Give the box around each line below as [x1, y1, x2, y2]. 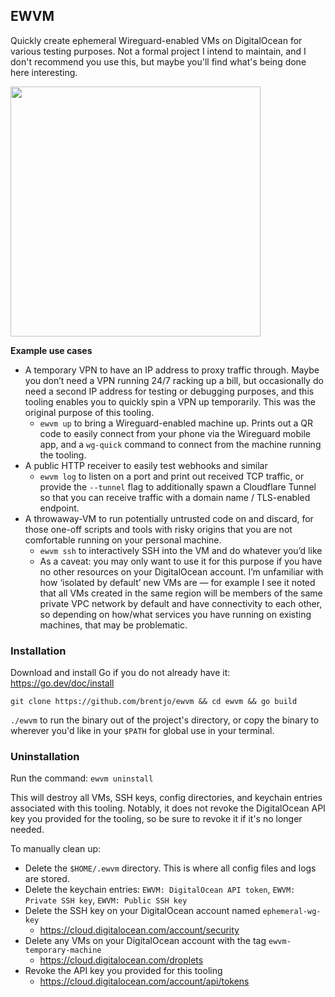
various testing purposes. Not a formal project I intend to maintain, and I [10, 45, 307, 57]
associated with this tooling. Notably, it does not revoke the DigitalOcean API [10, 802, 326, 814]
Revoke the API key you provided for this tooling [24, 965, 223, 977]
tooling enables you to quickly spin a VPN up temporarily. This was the [24, 395, 316, 408]
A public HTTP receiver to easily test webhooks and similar [24, 459, 268, 471]
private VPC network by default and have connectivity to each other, [39, 597, 323, 609]
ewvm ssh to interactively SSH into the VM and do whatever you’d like [39, 544, 323, 556]
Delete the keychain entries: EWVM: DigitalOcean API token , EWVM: [24, 884, 296, 896]
